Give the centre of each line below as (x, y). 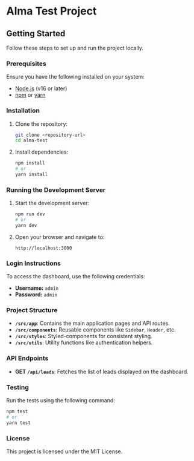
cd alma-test (31, 140)
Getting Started (36, 34)
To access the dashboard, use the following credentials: (76, 276)
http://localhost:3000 (43, 248)
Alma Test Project (52, 11)
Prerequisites (26, 64)
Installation (23, 111)
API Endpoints (27, 358)
